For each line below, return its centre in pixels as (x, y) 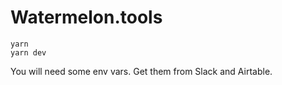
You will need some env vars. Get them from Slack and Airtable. (141, 71)
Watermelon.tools (86, 17)
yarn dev (28, 52)
